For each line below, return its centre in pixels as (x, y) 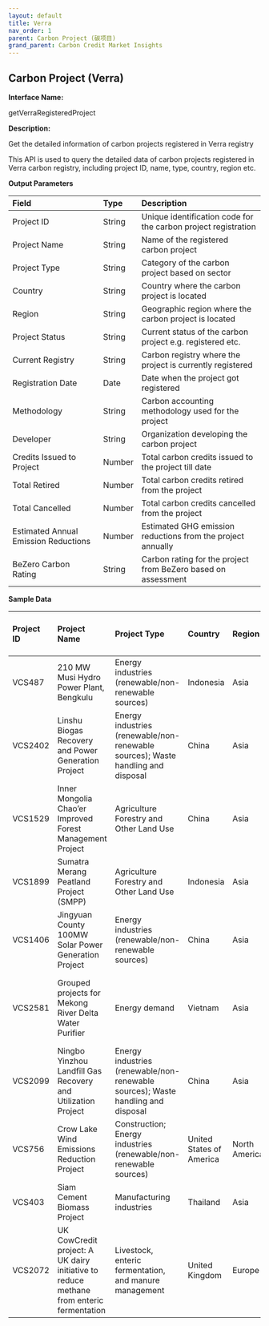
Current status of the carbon (195, 332)
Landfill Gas (80, 1070)
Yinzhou (73, 1061)
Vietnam (203, 1008)
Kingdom (205, 1275)
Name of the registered (185, 240)
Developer (32, 439)
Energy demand (145, 1008)
